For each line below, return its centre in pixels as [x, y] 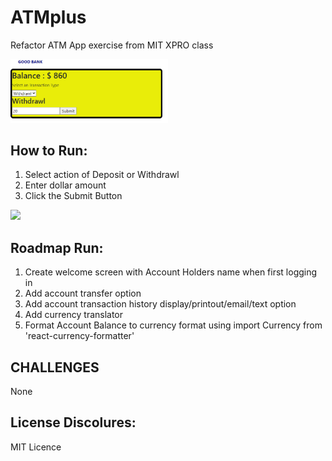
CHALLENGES [55, 367]
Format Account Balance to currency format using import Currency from [173, 325]
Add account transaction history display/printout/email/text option [160, 304]
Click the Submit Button [73, 196]
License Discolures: [73, 422]
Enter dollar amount [65, 185]
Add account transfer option [83, 293]
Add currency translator [74, 315]
